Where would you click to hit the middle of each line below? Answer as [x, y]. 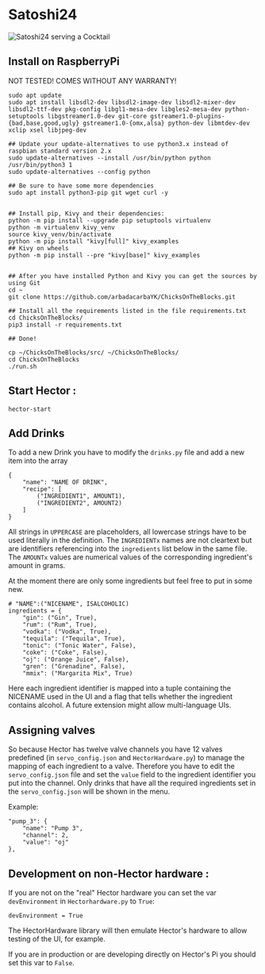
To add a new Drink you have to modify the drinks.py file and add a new [127, 452]
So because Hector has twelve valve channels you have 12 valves [115, 749]
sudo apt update [35, 95]
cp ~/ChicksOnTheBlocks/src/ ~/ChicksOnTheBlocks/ [94, 352]
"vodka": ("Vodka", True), [67, 632]
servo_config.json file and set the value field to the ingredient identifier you [132, 775]
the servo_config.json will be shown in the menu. [89, 791]
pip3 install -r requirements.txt [65, 325]
